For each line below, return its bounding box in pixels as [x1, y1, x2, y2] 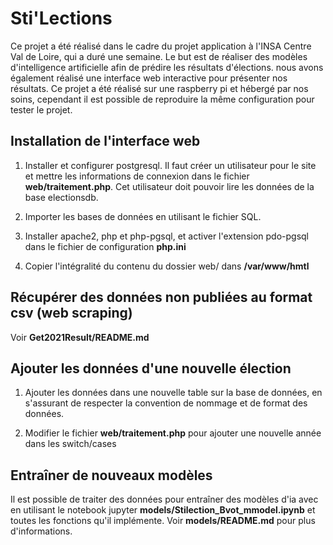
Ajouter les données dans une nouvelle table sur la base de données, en [24, 387, 323, 399]
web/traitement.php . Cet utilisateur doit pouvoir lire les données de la [24, 180, 315, 192]
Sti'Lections [10, 7, 113, 30]
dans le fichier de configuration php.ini [24, 240, 187, 252]
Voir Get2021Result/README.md [10, 331, 150, 343]
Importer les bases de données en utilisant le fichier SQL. [24, 210, 262, 222]
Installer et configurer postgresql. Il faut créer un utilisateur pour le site [24, 159, 317, 171]
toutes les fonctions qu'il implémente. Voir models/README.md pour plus [10, 515, 316, 527]
